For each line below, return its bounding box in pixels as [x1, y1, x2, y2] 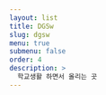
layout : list [9, 13, 58, 23]
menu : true [9, 38, 50, 48]
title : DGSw [9, 22, 54, 31]
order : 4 [9, 55, 42, 64]
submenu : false [9, 47, 66, 56]
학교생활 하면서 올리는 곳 [17, 72, 98, 81]
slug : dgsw [9, 30, 50, 39]
